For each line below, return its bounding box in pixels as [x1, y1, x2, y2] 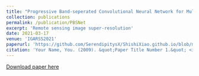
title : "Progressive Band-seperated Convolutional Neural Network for [6, 8, 184, 15]
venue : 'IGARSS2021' [6, 36, 57, 42]
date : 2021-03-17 [6, 31, 49, 37]
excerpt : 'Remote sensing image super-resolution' [6, 25, 134, 31]
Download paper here [6, 63, 59, 70]
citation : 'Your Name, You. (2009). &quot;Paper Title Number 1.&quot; [6, 47, 187, 53]
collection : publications [6, 14, 70, 20]
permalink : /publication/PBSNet [6, 19, 86, 25]
